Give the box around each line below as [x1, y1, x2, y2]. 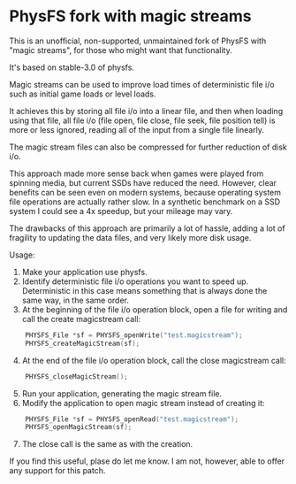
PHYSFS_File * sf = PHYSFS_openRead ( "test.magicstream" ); [25, 414, 239, 424]
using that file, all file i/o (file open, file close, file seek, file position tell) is [9, 115, 276, 126]
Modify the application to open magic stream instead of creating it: [21, 397, 265, 408]
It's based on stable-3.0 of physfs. [9, 62, 135, 73]
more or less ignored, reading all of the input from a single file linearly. [9, 124, 265, 134]
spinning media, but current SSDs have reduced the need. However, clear [9, 177, 277, 188]
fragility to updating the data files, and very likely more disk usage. [9, 232, 252, 242]
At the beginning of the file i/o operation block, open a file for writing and [21, 303, 288, 315]
